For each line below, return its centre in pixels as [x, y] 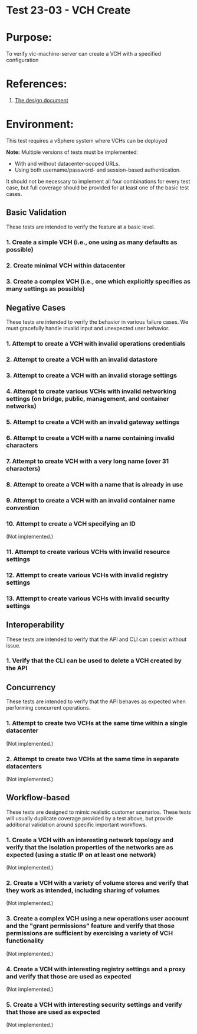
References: [37, 84]
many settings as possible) [45, 289]
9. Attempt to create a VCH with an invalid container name [91, 500]
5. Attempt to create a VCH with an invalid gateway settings [93, 422]
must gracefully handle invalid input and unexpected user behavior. [88, 328]
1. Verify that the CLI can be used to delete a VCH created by [94, 661]
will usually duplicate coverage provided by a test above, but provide [90, 818]
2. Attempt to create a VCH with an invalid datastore [82, 360]
